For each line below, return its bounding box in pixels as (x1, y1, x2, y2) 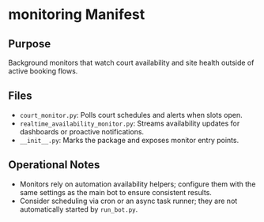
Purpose (8, 37, 51, 51)
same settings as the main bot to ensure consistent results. (19, 187, 212, 197)
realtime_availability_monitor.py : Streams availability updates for (19, 119, 240, 128)
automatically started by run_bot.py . (19, 204, 138, 214)
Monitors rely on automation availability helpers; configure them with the (19, 179, 256, 189)
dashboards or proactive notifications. (19, 126, 145, 136)
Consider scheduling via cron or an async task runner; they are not (19, 196, 238, 205)
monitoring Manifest (8, 6, 145, 24)
